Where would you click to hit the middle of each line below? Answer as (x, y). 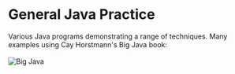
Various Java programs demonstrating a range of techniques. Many (118, 36)
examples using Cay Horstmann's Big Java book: (88, 44)
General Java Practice (82, 15)
